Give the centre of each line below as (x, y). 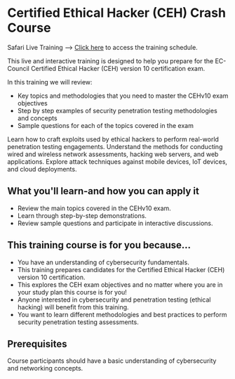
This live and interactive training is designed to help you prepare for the (110, 60)
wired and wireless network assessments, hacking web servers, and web (113, 154)
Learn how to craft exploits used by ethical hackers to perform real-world (113, 139)
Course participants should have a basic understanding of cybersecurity (112, 361)
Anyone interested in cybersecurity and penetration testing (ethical (114, 300)
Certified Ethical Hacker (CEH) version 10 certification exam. (118, 68)
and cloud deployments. (42, 169)
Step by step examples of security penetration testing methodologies (117, 110)
